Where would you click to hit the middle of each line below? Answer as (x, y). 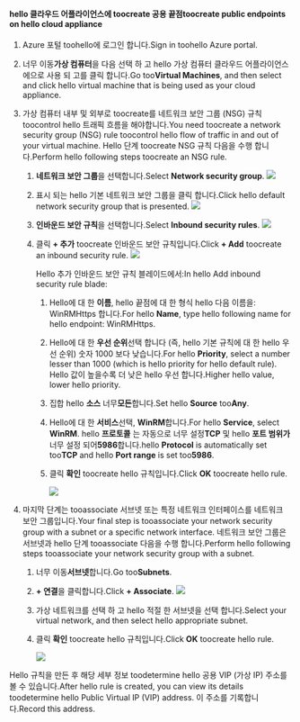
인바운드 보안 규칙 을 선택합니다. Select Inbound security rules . (148, 225)
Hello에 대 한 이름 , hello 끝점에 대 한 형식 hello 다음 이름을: (152, 302)
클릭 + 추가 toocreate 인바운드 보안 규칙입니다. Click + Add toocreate (159, 244)
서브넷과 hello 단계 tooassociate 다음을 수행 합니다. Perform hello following (156, 544)
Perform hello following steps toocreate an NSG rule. (129, 157)
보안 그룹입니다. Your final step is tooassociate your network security (147, 521)
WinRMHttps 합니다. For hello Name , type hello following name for (170, 314)
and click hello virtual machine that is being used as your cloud (139, 86)
